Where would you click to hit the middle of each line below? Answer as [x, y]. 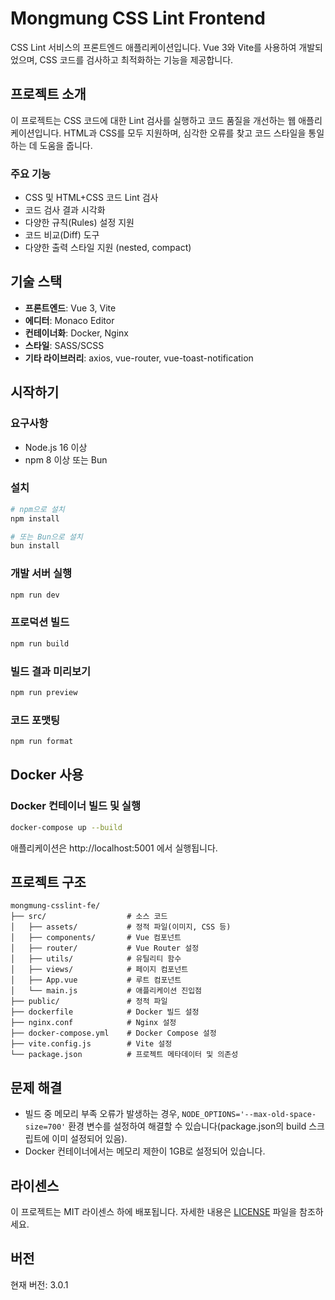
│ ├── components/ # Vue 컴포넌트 [96, 938]
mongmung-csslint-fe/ [55, 906]
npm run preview [44, 692]
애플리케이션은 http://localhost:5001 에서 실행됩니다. [114, 848]
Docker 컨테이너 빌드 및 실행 [75, 806]
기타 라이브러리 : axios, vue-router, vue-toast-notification [139, 358]
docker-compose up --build [66, 827]
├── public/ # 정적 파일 [89, 1002]
